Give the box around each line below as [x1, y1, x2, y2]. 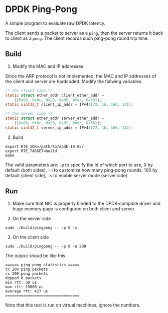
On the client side [12, 234, 49, 240]
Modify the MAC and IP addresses [12, 63, 84, 69]
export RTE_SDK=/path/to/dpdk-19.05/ [5, 144, 84, 149]
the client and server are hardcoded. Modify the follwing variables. [5, 78, 143, 84]
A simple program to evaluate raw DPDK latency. [5, 20, 106, 26]
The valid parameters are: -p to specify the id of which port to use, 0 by [5, 162, 153, 168]
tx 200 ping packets [5, 267, 49, 272]
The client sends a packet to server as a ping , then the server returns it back [5, 30, 163, 36]
